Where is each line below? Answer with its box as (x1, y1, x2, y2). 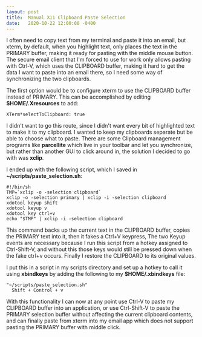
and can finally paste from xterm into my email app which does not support (6, 317, 194, 324)
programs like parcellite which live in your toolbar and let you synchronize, (6, 142, 193, 149)
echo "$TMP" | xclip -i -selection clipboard (6, 216, 123, 222)
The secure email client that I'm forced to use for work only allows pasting (6, 56, 191, 64)
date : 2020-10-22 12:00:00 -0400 (6, 20, 96, 26)
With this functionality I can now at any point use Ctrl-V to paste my (6, 298, 175, 306)
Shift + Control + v (11, 287, 64, 293)
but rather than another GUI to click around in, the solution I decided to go (6, 148, 191, 155)
